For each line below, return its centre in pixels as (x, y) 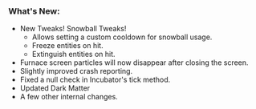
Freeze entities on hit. (67, 46)
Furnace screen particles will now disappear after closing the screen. (134, 63)
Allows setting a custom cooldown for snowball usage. (122, 37)
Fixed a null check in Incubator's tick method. (95, 80)
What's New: (34, 11)
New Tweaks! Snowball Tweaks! (73, 29)
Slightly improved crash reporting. (76, 71)
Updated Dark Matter (55, 88)
